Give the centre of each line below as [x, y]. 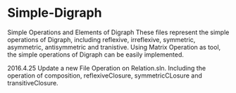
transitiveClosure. [33, 83]
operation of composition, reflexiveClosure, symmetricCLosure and [105, 76]
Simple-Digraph [55, 13]
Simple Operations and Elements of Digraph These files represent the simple [118, 32]
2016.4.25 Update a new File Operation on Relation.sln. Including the [107, 68]
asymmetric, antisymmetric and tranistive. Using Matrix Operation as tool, [114, 47]
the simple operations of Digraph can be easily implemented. [96, 55]
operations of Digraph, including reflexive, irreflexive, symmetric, [101, 39]
